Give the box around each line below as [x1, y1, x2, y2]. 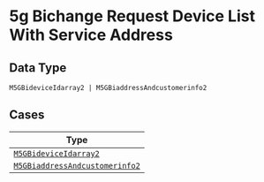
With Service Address [9, 25, 174, 45]
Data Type [9, 60, 67, 75]
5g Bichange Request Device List [9, 6, 256, 27]
